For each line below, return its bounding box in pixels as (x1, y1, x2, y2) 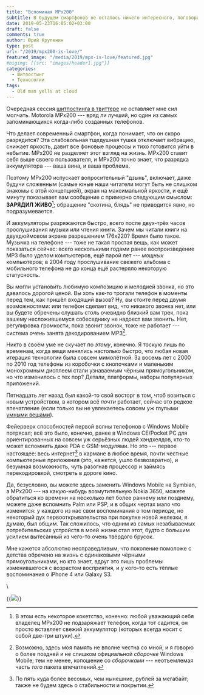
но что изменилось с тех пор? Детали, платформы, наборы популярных (6, 373, 193, 381)
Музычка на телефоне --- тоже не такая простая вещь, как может (6, 238, 178, 246)
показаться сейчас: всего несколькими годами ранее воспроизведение (6, 245, 195, 252)
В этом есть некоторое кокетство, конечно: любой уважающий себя (15, 612, 194, 619)
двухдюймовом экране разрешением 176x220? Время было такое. (6, 232, 181, 240)
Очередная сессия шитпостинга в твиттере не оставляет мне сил (6, 105, 178, 112)
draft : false (6, 26, 39, 32)
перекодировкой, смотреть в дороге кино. (6, 469, 117, 476)
